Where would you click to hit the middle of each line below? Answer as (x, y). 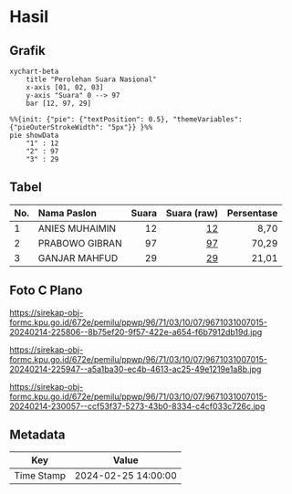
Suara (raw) (192, 213)
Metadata (37, 435)
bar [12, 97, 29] (59, 103)
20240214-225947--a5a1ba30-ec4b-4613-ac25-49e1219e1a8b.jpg (136, 369)
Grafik (27, 51)
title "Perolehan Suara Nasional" (91, 79)
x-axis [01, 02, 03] (65, 88)
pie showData (34, 135)
